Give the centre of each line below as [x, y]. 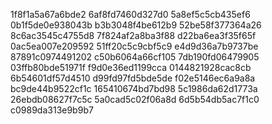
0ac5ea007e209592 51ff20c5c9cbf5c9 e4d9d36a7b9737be [134, 46]
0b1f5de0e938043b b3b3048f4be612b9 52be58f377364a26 [136, 25]
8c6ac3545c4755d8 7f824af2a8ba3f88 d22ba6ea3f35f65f [133, 35]
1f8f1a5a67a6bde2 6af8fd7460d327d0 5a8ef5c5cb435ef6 [130, 14]
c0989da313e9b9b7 [52, 110]
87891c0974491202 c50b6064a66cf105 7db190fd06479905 [135, 57]
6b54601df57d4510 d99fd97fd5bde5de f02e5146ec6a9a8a [133, 78]
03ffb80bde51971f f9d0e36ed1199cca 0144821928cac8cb [131, 67]
